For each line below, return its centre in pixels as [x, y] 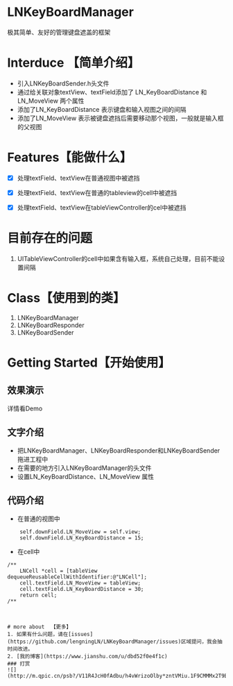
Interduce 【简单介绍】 [74, 63]
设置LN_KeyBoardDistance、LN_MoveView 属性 [86, 476]
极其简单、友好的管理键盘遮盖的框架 [59, 32]
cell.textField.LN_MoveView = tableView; [80, 583]
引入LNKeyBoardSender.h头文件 [63, 83]
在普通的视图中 [38, 519]
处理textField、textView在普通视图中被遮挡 [78, 178]
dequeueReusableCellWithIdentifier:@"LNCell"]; [77, 577]
